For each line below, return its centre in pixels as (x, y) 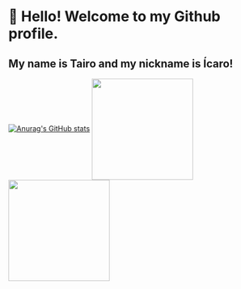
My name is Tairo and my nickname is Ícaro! (121, 64)
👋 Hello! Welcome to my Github (114, 17)
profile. (34, 34)
